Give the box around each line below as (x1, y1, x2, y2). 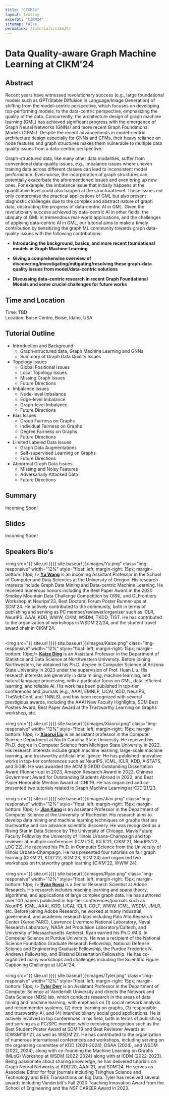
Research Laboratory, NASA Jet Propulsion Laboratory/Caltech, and (5, 924, 146, 930)
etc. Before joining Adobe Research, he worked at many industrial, (5, 908, 143, 914)
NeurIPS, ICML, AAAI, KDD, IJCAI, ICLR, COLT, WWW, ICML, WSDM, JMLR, (5, 903, 162, 909)
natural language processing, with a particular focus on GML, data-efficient (5, 678, 162, 684)
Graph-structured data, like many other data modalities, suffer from (5, 155, 145, 161)
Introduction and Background (12, 343, 74, 349)
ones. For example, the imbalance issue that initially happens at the (5, 182, 145, 188)
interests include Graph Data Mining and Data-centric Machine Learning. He (5, 582, 163, 588)
